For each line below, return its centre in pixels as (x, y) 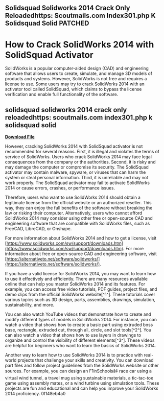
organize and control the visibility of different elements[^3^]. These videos (80, 340)
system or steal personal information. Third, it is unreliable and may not (77, 178)
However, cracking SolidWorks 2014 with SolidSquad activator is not (74, 146)
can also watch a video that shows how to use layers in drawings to (73, 335)
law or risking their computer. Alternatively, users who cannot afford (74, 213)
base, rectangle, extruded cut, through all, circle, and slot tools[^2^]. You (78, 330)
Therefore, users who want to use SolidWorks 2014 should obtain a (73, 197)
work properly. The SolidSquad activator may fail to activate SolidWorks (78, 183)
